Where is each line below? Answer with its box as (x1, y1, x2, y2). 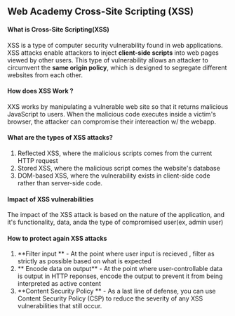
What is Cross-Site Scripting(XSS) (7, 25, 110, 34)
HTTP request (17, 157, 58, 164)
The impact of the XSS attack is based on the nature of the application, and (7, 211, 225, 219)
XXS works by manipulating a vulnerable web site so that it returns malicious (7, 102, 229, 111)
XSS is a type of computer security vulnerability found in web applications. (7, 41, 223, 49)
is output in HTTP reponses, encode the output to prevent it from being (17, 272, 223, 280)
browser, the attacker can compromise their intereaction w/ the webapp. (7, 117, 216, 126)
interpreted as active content (17, 279, 102, 288)
